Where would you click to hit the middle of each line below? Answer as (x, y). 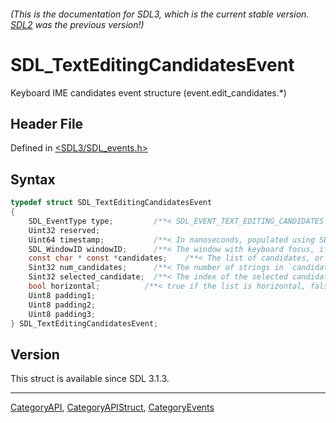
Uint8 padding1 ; (62, 295)
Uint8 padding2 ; (62, 305)
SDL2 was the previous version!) (77, 24)
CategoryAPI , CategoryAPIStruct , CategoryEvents (112, 407)
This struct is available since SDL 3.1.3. (90, 379)
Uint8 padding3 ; (62, 314)
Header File (47, 123)
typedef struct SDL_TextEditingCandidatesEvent (111, 203)
